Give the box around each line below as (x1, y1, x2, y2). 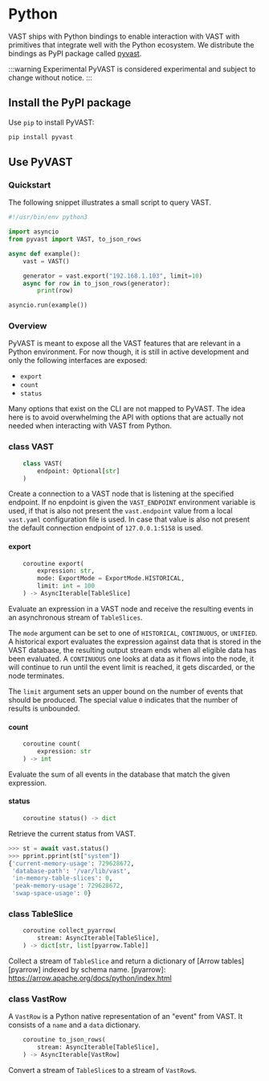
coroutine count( (22, 740, 81, 749)
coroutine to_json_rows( (22, 1036, 106, 1044)
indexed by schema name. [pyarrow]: (43, 964, 166, 974)
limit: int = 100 (37, 582, 95, 590)
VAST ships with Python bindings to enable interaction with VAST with (8, 31, 240, 41)
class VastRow (8, 993, 67, 1005)
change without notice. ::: (8, 72, 92, 82)
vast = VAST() (22, 257, 70, 266)
